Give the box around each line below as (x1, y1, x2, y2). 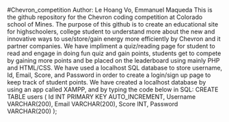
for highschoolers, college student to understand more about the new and (7, 27, 215, 35)
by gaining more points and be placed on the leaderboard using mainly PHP (7, 57, 220, 64)
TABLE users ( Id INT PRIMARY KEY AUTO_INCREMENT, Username (7, 93, 196, 101)
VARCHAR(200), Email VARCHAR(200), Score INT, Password (7, 100, 178, 108)
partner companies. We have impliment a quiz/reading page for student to (7, 42, 215, 50)
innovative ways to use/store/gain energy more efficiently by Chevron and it (7, 35, 221, 43)
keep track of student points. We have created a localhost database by (7, 78, 206, 86)
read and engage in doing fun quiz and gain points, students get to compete (7, 49, 221, 57)
